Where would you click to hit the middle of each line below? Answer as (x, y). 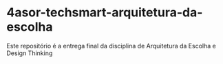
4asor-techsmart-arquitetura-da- (105, 13)
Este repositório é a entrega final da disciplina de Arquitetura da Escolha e (111, 46)
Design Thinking (30, 53)
